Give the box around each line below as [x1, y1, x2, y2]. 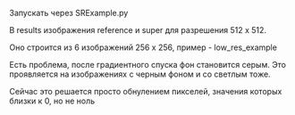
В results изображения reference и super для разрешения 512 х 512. [9, 25, 266, 35]
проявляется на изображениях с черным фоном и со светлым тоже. [9, 69, 271, 79]
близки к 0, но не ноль [9, 95, 96, 106]
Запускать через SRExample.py [9, 8, 129, 18]
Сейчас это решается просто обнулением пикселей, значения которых [9, 86, 282, 96]
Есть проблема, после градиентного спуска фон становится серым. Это [9, 60, 286, 70]
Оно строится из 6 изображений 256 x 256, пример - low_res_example [9, 42, 277, 53]
